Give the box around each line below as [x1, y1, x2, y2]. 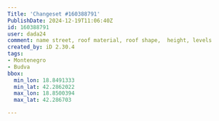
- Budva [7, 63, 31, 70]
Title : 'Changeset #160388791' [7, 10, 101, 18]
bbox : [7, 70, 24, 77]
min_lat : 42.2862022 [14, 83, 75, 90]
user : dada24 [7, 30, 46, 38]
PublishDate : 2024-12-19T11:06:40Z [7, 17, 113, 24]
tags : [7, 51, 24, 58]
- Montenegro [7, 57, 46, 64]
